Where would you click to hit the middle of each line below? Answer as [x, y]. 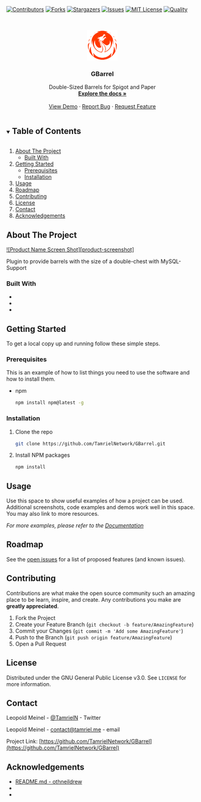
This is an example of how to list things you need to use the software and [98, 373]
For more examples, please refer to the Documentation [75, 526]
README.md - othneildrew [48, 782]
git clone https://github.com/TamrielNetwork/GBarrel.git [90, 444]
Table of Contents [46, 131]
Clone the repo [34, 432]
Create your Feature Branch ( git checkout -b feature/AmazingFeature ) [104, 624]
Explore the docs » [102, 94]
